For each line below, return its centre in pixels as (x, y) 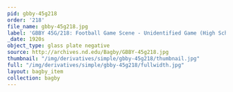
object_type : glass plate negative (59, 46)
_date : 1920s (26, 39)
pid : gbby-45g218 (32, 13)
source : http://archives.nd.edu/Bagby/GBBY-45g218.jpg (88, 53)
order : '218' (26, 20)
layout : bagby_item (35, 71)
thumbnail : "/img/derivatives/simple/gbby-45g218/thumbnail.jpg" (103, 59)
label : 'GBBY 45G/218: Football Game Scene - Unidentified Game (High (111, 33)
